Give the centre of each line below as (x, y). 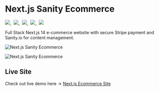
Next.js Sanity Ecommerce (60, 9)
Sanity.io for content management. (40, 37)
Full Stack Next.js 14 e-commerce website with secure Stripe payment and (80, 32)
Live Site (18, 72)
